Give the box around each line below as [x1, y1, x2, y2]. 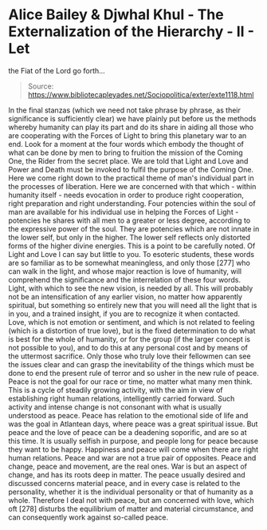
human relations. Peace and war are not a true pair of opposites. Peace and [8, 453, 257, 462]
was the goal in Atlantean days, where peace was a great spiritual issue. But [8, 419, 258, 429]
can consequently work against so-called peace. [8, 512, 169, 522]
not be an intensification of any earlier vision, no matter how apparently [8, 291, 243, 301]
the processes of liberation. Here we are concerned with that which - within [8, 181, 257, 191]
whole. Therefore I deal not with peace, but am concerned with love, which [8, 495, 255, 504]
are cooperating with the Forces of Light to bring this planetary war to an [8, 130, 247, 140]
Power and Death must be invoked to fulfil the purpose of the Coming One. [8, 164, 253, 174]
